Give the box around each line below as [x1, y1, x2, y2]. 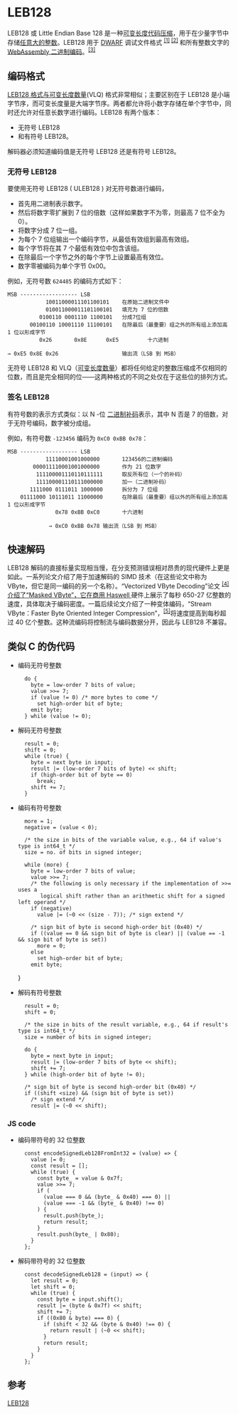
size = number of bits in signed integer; [24, 1034, 152, 1041]
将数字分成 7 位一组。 [17, 226, 82, 235]
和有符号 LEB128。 [17, 132, 73, 141]
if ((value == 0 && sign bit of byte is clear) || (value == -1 [31, 930, 225, 937]
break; [36, 777, 57, 784]
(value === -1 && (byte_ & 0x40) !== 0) [43, 1200, 165, 1207]
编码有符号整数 [17, 803, 62, 812]
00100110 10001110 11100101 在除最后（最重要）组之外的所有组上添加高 [29, 321, 228, 328]
